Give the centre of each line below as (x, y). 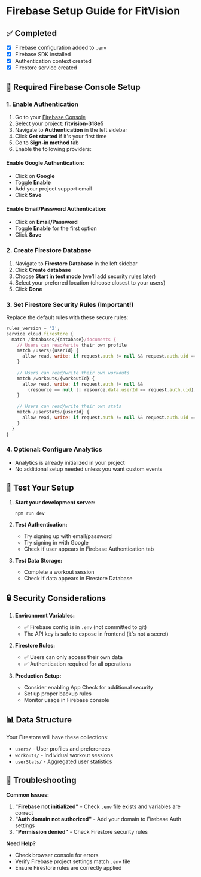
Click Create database (43, 270)
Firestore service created (46, 68)
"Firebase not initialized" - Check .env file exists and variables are (98, 806)
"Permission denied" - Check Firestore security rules (81, 831)
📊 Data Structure (39, 720)
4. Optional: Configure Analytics (54, 449)
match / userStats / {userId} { (53, 412)
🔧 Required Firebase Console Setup (73, 87)
